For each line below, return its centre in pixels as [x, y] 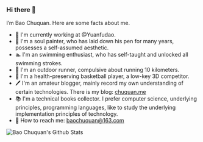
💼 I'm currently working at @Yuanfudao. [65, 35]
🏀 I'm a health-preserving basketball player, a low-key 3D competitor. [102, 76]
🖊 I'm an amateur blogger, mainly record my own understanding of [99, 83]
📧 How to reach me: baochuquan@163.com [69, 121]
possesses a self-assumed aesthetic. [62, 48]
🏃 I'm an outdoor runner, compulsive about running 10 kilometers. [97, 70]
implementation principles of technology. [66, 114]
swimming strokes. [39, 63]
